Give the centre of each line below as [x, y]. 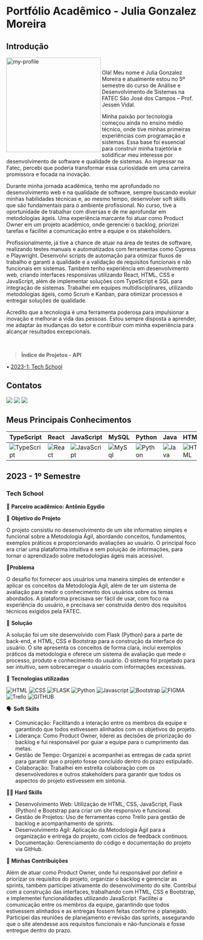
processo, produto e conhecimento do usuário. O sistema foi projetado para [101, 661]
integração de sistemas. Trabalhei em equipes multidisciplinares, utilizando [100, 288]
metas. [24, 749]
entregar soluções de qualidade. [47, 300]
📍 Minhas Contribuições [37, 861]
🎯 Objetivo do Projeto [34, 518]
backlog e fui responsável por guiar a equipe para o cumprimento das [102, 742]
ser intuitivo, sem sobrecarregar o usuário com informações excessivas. [96, 667]
